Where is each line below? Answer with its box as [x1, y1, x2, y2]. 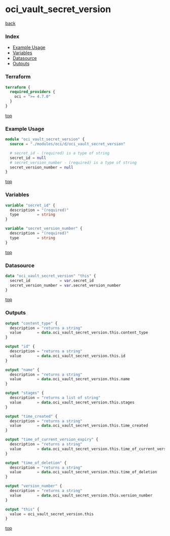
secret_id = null [10, 155, 47, 160]
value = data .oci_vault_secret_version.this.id [10, 353, 125, 358]
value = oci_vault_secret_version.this [10, 511, 94, 517]
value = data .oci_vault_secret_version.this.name [10, 377, 130, 382]
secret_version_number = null [10, 164, 73, 170]
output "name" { [5, 367, 39, 373]
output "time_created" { [5, 414, 58, 419]
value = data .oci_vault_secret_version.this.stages [10, 400, 135, 405]
